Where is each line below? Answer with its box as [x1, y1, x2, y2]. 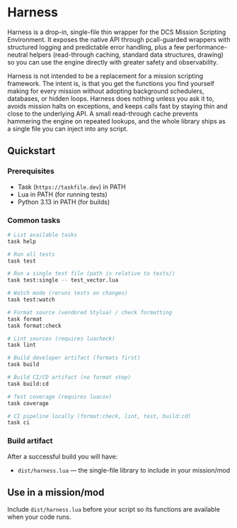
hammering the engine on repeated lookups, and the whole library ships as [7, 116, 226, 125]
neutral [7, 50, 28, 59]
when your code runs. [7, 512, 71, 522]
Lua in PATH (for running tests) [17, 189, 108, 199]
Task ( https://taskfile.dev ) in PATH [17, 182, 126, 191]
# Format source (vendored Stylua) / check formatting [7, 309, 173, 316]
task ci [7, 419, 30, 427]
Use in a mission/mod [7, 486, 105, 498]
